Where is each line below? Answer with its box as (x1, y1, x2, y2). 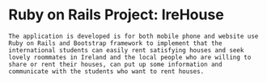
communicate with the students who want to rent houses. (8, 67, 205, 76)
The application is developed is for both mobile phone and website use (8, 32, 259, 40)
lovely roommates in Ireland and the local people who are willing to (8, 53, 252, 61)
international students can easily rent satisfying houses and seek (8, 46, 244, 54)
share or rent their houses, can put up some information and (8, 60, 222, 68)
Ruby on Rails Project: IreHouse (8, 6, 224, 24)
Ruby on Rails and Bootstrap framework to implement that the (8, 39, 222, 47)
